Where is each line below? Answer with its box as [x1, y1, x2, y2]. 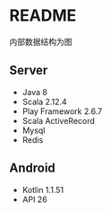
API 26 [21, 194, 47, 205]
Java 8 [21, 86, 47, 97]
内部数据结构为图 [9, 36, 73, 47]
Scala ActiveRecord [21, 115, 96, 126]
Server [9, 63, 48, 78]
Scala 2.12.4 [21, 96, 67, 107]
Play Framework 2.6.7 [21, 105, 103, 117]
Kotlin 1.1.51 [21, 184, 64, 195]
